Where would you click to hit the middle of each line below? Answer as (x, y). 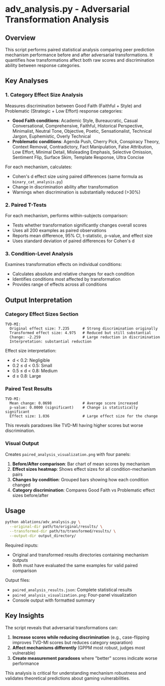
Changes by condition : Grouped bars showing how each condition (81, 479)
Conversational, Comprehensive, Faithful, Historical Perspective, (78, 126)
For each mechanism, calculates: (39, 167)
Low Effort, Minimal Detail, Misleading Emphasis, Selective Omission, (82, 152)
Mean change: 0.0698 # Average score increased (74, 403)
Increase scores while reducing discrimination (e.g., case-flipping (81, 637)
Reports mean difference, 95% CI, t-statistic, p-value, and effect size (82, 235)
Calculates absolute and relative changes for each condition (73, 274)
